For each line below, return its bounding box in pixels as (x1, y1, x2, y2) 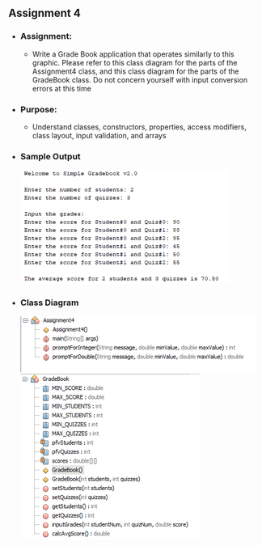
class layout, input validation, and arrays (32, 130, 167, 140)
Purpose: (19, 104, 58, 115)
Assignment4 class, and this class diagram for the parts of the (32, 66, 239, 76)
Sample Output (19, 150, 81, 162)
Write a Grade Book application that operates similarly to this (32, 49, 235, 59)
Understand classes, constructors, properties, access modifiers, (32, 121, 247, 132)
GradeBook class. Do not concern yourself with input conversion (32, 74, 248, 84)
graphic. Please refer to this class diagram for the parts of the (32, 57, 238, 67)
